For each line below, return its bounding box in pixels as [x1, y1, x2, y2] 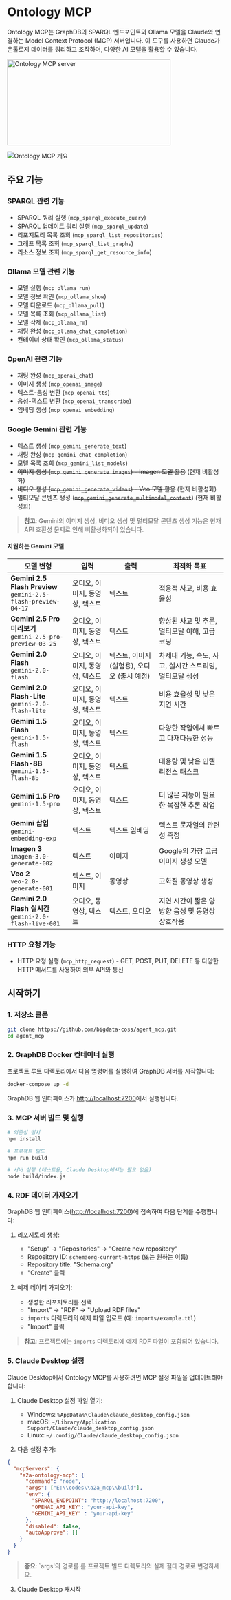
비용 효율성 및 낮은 [159, 689, 215, 699]
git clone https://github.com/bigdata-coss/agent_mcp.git [7, 1026, 177, 1033]
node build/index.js [7, 1173, 67, 1180]
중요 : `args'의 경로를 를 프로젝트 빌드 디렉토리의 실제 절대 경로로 [23, 1561, 196, 1570]
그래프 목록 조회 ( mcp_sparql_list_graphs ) [16, 239, 134, 247]
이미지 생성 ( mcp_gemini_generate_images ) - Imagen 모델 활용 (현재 [16, 467, 201, 475]
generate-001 [10, 884, 54, 892]
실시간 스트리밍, [168, 661, 218, 670]
